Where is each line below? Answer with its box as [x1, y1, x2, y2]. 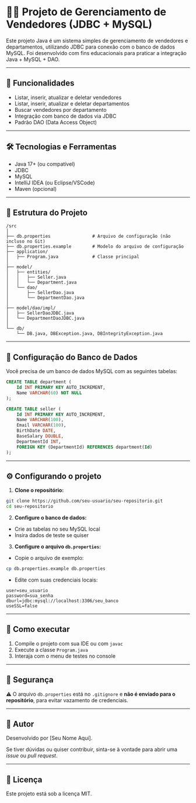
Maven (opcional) [14, 185, 57, 192]
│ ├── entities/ [6, 269, 51, 275]
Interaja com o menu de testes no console [14, 652, 116, 660]
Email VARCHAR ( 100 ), [16, 422, 66, 428]
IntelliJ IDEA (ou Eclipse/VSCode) [14, 179, 95, 186]
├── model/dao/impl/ [6, 305, 57, 311]
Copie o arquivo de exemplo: [14, 555, 84, 562]
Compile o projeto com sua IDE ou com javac [14, 640, 124, 647]
